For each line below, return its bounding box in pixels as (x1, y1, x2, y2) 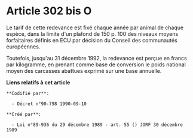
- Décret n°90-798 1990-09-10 (11, 100, 87, 107)
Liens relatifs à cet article (6, 79, 71, 86)
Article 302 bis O (6, 4, 92, 18)
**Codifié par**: (6, 90, 50, 96)
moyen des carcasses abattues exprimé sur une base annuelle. (6, 67, 162, 74)
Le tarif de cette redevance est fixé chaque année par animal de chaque (6, 24, 184, 31)
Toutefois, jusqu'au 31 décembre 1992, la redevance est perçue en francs (6, 54, 187, 62)
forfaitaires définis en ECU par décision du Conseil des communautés (6, 36, 177, 44)
